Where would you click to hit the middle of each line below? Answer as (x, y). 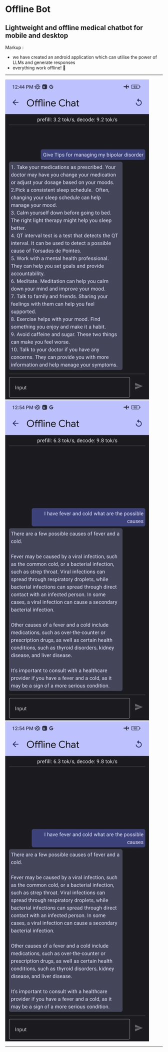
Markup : (14, 47)
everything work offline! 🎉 (39, 68)
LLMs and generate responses (44, 62)
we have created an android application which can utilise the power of (85, 57)
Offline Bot (28, 9)
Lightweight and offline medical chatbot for (74, 28)
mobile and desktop (37, 35)
